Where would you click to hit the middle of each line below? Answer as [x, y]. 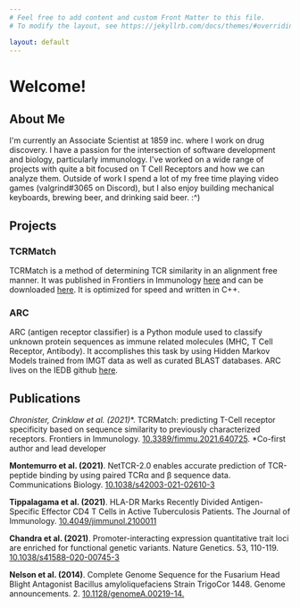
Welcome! [48, 86]
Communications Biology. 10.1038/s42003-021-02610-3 [112, 485]
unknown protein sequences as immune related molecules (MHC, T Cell [142, 342]
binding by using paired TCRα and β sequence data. [135, 476]
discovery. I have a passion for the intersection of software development [142, 150]
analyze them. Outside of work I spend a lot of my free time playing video [144, 179]
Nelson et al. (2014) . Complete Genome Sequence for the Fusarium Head [145, 575]
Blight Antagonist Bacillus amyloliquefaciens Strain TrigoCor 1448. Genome [147, 584]
